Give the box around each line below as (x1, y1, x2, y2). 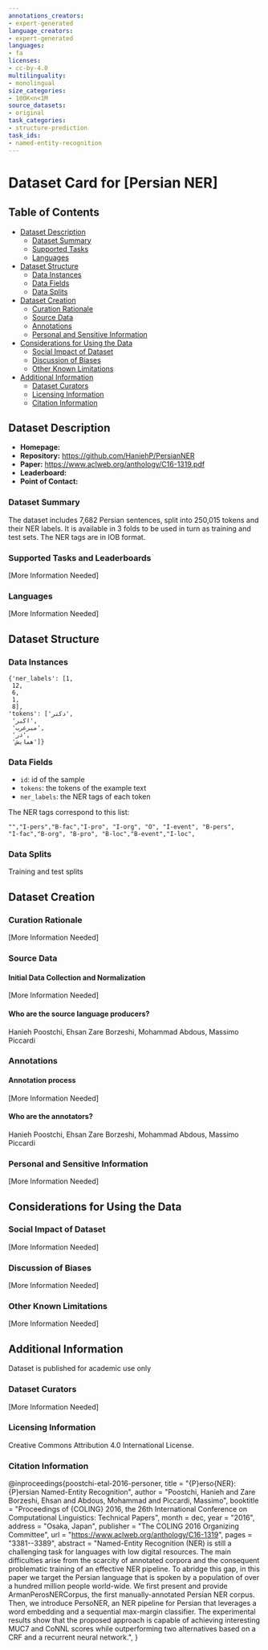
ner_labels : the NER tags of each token (19, 792, 151, 801)
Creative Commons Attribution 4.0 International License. (8, 1440, 194, 1450)
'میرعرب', (11, 723, 45, 732)
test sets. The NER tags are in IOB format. (8, 532, 146, 541)
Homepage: (19, 442, 60, 452)
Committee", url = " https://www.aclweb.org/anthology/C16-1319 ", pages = (8, 1530, 253, 1540)
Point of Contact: (19, 476, 79, 487)
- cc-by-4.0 (8, 64, 48, 72)
